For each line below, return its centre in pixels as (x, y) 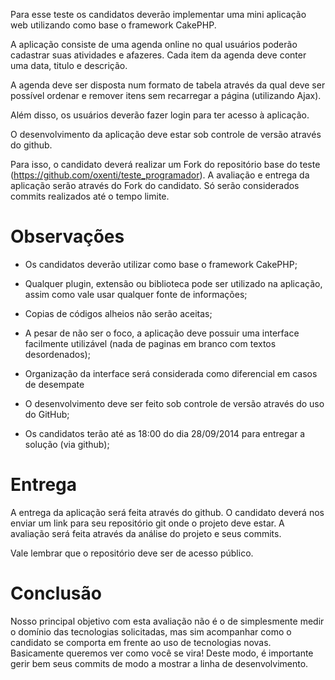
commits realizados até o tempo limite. (90, 196)
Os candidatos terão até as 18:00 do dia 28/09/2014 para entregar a (165, 433)
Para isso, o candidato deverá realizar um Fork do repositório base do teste (165, 164)
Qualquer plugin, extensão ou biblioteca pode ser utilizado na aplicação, (173, 283)
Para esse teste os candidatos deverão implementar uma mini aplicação (158, 14)
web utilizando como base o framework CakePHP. (113, 25)
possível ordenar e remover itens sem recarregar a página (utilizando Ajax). (166, 95)
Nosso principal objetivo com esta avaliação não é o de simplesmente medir (167, 621)
